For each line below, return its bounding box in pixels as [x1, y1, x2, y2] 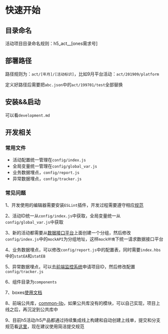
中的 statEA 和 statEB [5, 253, 46, 259]
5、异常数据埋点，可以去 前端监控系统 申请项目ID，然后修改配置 [5, 264, 135, 270]
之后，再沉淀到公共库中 [9, 306, 58, 312]
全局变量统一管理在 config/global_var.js [12, 163, 97, 169]
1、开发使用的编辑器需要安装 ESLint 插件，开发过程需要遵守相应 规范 [5, 202, 144, 208]
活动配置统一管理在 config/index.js [12, 157, 86, 163]
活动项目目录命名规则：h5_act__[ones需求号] [5, 41, 98, 46]
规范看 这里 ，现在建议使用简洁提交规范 [5, 323, 84, 329]
